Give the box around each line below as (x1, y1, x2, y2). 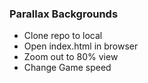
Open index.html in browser (23, 40, 139, 52)
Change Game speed (23, 62, 112, 74)
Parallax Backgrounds (9, 7, 119, 21)
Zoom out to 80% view (23, 51, 119, 63)
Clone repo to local (23, 30, 103, 42)
